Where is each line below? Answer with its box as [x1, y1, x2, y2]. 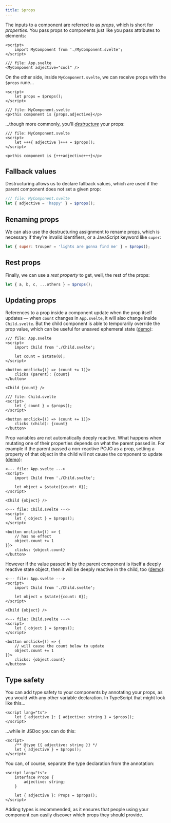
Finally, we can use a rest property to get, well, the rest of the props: [5, 272, 150, 278]
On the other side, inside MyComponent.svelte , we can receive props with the [5, 74, 166, 80]
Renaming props [5, 215, 59, 224]
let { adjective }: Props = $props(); [14, 793, 98, 798]
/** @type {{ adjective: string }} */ [14, 742, 98, 748]
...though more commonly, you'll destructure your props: [5, 121, 125, 127]
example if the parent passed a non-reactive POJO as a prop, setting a [5, 446, 155, 452]
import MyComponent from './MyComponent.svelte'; [14, 47, 123, 52]
